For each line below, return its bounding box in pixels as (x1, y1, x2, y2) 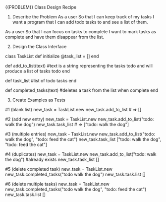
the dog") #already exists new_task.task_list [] (5, 156, 99, 162)
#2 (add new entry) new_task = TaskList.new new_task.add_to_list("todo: (5, 116, 154, 122)
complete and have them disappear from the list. (5, 34, 105, 40)
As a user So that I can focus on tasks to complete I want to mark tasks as (5, 29, 156, 34)
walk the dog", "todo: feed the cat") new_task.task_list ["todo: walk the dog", (5, 136, 162, 142)
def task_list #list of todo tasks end (5, 78, 77, 83)
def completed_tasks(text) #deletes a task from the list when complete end (5, 87, 159, 93)
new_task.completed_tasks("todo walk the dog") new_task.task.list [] (5, 171, 146, 177)
